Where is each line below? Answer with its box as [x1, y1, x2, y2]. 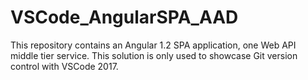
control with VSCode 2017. [10, 60, 119, 72]
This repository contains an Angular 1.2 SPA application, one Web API [10, 39, 297, 51]
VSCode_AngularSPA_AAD [10, 6, 239, 29]
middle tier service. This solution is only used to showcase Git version [10, 49, 298, 61]
